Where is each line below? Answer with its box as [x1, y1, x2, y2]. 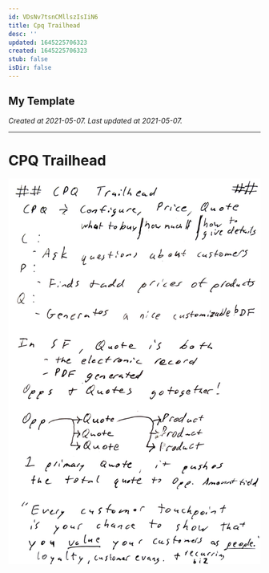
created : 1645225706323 [8, 47, 88, 55]
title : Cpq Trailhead [8, 21, 81, 30]
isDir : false [8, 64, 52, 72]
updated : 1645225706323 [8, 39, 88, 47]
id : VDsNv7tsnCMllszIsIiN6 [8, 13, 98, 21]
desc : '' [8, 30, 38, 38]
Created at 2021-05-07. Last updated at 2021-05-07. [8, 116, 183, 125]
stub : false [8, 55, 48, 63]
